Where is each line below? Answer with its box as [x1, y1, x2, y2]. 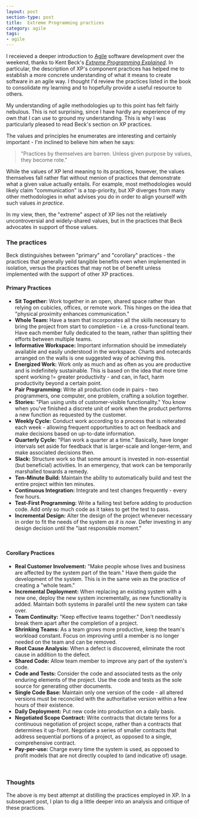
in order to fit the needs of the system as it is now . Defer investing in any [14, 518, 192, 525]
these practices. [6, 805, 46, 811]
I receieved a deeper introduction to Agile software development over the [6, 53, 184, 59]
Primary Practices [6, 284, 51, 291]
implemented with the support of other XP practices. [6, 271, 134, 278]
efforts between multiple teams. [14, 335, 93, 342]
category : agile [6, 25, 46, 31]
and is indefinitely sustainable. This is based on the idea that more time [14, 367, 188, 374]
